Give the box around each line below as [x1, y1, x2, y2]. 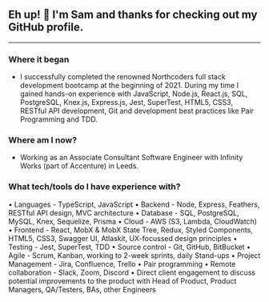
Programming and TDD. [19, 115, 98, 124]
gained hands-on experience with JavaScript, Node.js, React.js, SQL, [19, 89, 248, 99]
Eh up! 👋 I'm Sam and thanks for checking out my [8, 8, 258, 22]
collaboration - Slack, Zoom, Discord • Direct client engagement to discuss [8, 268, 256, 277]
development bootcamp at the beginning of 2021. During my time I [19, 81, 239, 91]
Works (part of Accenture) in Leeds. [19, 161, 139, 171]
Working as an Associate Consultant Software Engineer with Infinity [19, 153, 243, 163]
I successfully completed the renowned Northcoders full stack [19, 72, 226, 82]
